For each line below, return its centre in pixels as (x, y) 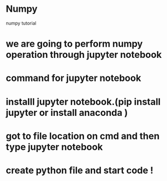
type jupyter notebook (54, 147)
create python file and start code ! (80, 170)
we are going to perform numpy (74, 44)
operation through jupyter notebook (84, 55)
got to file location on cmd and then (83, 136)
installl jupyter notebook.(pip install (83, 102)
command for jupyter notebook (74, 78)
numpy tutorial (21, 23)
